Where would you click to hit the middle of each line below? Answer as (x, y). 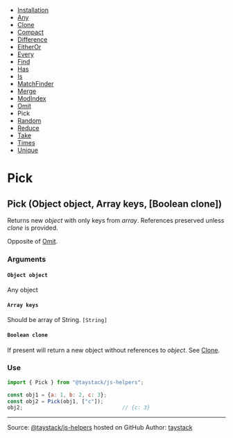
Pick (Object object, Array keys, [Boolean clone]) (115, 204)
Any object (23, 290)
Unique (27, 150)
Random (29, 120)
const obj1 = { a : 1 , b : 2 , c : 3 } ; (57, 395)
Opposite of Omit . (33, 241)
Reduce (28, 128)
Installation (33, 10)
